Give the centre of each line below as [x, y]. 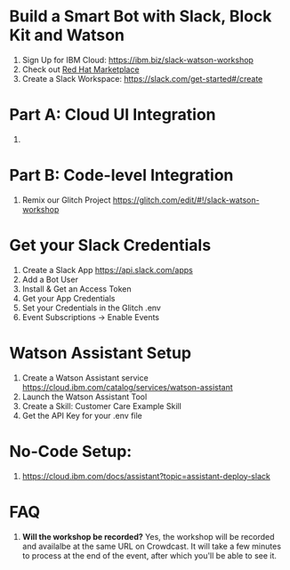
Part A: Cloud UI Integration [113, 115]
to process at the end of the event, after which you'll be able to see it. [149, 555]
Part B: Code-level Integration [121, 176]
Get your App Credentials [68, 298]
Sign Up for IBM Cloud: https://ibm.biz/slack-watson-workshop [137, 60]
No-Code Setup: [71, 451]
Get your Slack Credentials [110, 245]
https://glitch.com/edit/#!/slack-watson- [186, 200]
